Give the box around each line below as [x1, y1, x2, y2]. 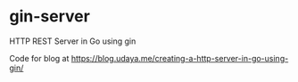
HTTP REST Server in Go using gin [9, 36, 137, 46]
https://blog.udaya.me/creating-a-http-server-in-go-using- [70, 53, 289, 63]
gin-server [9, 6, 91, 27]
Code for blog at [9, 53, 70, 63]
